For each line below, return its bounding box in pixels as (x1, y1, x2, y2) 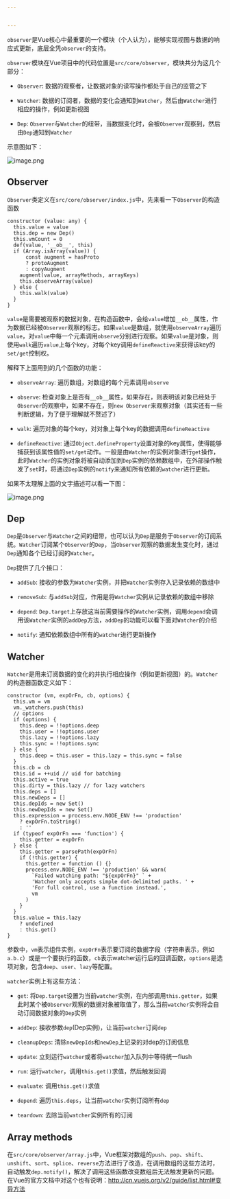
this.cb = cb (13, 765, 51, 771)
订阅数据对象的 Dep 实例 (23, 1009, 87, 1017)
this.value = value (13, 224, 69, 231)
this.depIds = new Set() (13, 800, 84, 807)
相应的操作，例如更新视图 (16, 104, 90, 113)
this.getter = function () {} (25, 861, 112, 868)
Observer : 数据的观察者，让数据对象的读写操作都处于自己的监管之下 (16, 82, 207, 90)
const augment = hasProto (25, 253, 99, 261)
